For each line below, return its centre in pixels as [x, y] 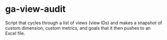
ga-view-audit [35, 9]
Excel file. [15, 33]
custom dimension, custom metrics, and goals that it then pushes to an [78, 28]
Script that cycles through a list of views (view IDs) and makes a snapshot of [84, 23]
